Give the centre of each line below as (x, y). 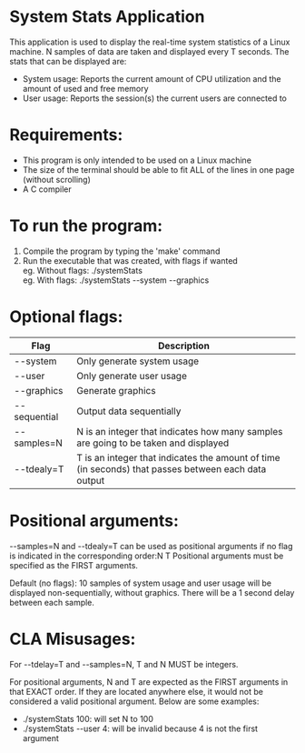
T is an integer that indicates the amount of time (178, 457)
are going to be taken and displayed (153, 443)
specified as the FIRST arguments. (74, 565)
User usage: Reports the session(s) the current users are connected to (155, 98)
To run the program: (86, 226)
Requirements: (66, 135)
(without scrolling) (56, 179)
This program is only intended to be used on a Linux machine (137, 160)
